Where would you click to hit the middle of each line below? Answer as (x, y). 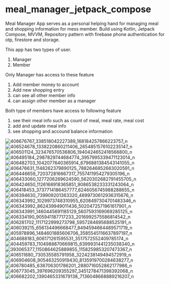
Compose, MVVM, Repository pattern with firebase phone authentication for (85, 34)
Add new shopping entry (38, 90)
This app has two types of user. (38, 49)
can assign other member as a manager (54, 101)
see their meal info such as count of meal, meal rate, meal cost (78, 120)
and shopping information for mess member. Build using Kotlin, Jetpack (80, 29)
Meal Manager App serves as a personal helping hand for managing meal (82, 23)
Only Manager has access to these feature (50, 74)
